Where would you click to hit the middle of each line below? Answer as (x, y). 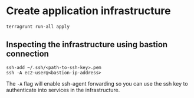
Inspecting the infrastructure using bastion (87, 45)
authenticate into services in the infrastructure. (63, 90)
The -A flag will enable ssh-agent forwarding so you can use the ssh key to (97, 83)
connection (27, 54)
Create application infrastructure (88, 11)
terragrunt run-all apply (38, 27)
